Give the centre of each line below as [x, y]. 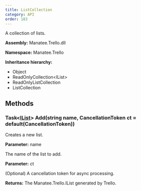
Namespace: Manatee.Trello [34, 52]
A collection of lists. [25, 33]
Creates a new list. [24, 135]
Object [19, 72]
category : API [20, 14]
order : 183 [16, 19]
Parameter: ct [19, 164]
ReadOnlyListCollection [36, 82]
